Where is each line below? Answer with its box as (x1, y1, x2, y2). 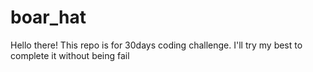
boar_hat (10, 6, 87, 29)
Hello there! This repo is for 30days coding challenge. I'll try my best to (10, 39, 303, 51)
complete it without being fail (10, 49, 130, 61)
